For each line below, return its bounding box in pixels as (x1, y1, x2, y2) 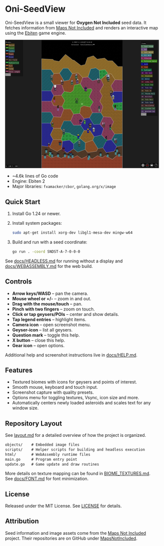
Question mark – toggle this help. (12, 332, 80, 338)
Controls (5, 278, 32, 286)
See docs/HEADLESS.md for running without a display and (5, 258, 123, 264)
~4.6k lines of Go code (12, 173, 59, 179)
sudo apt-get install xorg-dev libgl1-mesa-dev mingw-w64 (12, 230, 133, 236)
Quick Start (5, 197, 41, 206)
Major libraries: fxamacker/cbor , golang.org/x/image (12, 184, 116, 190)
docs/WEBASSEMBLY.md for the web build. (5, 263, 93, 269)
